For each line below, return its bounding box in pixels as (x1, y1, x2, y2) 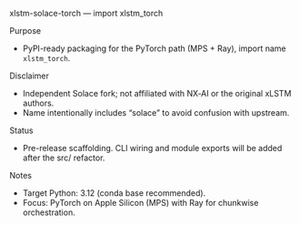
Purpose (9, 26, 42, 36)
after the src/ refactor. (22, 152, 105, 163)
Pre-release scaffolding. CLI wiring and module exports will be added (22, 143, 283, 153)
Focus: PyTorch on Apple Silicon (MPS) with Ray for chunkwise (22, 198, 259, 208)
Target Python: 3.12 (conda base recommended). (22, 188, 206, 199)
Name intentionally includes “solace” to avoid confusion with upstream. (22, 107, 290, 118)
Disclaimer (9, 70, 50, 81)
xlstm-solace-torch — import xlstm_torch (9, 8, 164, 18)
